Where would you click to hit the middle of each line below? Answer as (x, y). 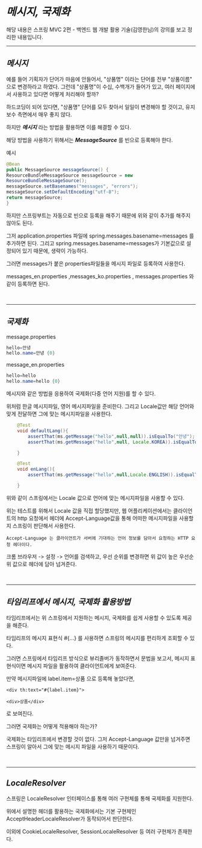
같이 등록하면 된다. (28, 284)
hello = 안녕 (19, 348)
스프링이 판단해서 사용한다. (44, 525)
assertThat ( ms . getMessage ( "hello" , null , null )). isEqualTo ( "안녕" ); (112, 436)
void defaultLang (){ (43, 431)
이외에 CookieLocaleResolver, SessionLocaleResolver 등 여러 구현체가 (91, 831)
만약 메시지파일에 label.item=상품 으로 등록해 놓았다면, (71, 679)
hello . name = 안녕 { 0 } (31, 353)
